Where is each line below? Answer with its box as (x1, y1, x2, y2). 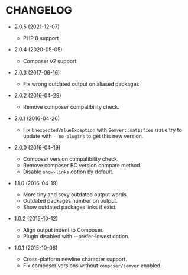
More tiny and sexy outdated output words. (22, 190, 128, 198)
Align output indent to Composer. (22, 226, 104, 234)
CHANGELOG (5, 4, 72, 17)
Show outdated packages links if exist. (22, 203, 117, 211)
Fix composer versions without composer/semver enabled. (22, 261, 162, 269)
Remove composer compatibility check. (22, 103, 119, 110)
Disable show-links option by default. (22, 168, 114, 175)
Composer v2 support (22, 57, 77, 64)
